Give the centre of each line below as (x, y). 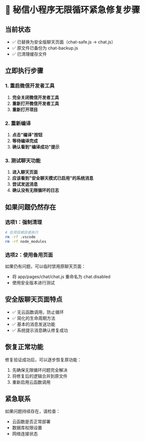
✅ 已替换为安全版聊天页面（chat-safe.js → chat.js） (64, 42)
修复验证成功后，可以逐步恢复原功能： (43, 359)
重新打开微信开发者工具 (35, 103)
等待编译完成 (25, 141)
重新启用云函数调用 (31, 382)
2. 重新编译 (18, 123)
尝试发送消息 (25, 184)
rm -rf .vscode (20, 237)
